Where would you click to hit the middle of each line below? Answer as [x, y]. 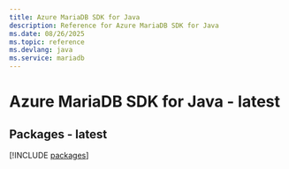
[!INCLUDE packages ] [49, 155]
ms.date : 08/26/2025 [47, 33]
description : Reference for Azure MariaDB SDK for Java [114, 26]
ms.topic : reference [47, 42]
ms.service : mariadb [47, 58]
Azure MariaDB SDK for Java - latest [145, 102]
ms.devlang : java [41, 50]
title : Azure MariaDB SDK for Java [75, 17]
